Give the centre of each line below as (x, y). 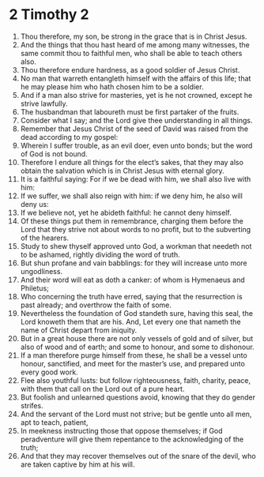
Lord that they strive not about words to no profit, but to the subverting (136, 229)
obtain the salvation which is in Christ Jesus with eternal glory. (122, 171)
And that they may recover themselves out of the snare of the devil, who (138, 456)
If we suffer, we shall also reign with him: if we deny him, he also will (132, 196)
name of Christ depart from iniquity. (79, 330)
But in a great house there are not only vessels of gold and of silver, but (137, 338)
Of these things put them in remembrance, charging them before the (132, 221)
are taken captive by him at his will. (77, 464)
